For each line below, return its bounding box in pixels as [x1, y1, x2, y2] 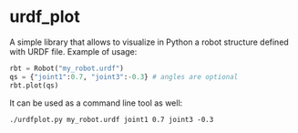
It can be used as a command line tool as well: [9, 97, 183, 108]
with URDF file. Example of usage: [9, 46, 138, 56]
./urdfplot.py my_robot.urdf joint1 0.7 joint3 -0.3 [9, 115, 214, 124]
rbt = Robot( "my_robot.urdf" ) [9, 64, 125, 73]
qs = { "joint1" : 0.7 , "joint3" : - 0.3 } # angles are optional [9, 72, 239, 81]
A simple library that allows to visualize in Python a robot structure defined [9, 36, 289, 47]
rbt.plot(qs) [9, 80, 59, 90]
